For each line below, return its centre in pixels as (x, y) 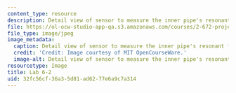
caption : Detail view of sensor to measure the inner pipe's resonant (119, 46)
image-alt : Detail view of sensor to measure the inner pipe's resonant (122, 59)
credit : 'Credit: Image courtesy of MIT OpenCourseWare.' (100, 53)
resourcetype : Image (38, 66)
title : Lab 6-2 (29, 72)
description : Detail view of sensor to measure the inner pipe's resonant (119, 20)
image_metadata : (31, 40)
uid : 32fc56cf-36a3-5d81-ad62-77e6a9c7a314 (72, 79)
